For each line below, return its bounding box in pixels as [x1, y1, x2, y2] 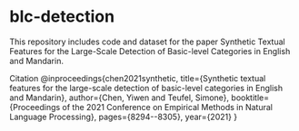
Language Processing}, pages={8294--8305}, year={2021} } [9, 111, 238, 122]
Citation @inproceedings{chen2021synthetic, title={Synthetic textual [9, 72, 266, 83]
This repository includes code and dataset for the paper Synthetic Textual [9, 36, 285, 47]
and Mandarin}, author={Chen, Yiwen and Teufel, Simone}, [9, 92, 230, 103]
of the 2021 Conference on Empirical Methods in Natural [62, 101, 273, 112]
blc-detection [9, 6, 115, 27]
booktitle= [231, 92, 270, 103]
